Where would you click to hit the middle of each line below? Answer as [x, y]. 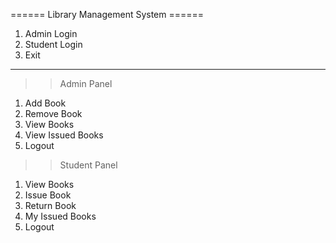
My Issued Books [60, 216]
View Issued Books [64, 135]
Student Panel [88, 165]
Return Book [50, 205]
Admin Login [51, 33]
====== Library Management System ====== [107, 14]
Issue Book [48, 195]
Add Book [45, 103]
